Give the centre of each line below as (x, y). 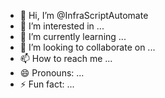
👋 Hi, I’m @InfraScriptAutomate (84, 15)
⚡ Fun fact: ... (47, 84)
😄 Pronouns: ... (52, 73)
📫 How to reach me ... (66, 58)
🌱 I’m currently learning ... (73, 36)
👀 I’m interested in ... (62, 26)
